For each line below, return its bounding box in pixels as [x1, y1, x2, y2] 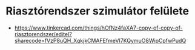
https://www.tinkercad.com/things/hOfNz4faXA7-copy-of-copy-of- [14, 24, 183, 31]
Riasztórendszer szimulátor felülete [5, 4, 189, 18]
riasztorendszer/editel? [14, 30, 72, 37]
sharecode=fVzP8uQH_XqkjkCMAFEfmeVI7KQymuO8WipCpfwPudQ [14, 37, 187, 44]
